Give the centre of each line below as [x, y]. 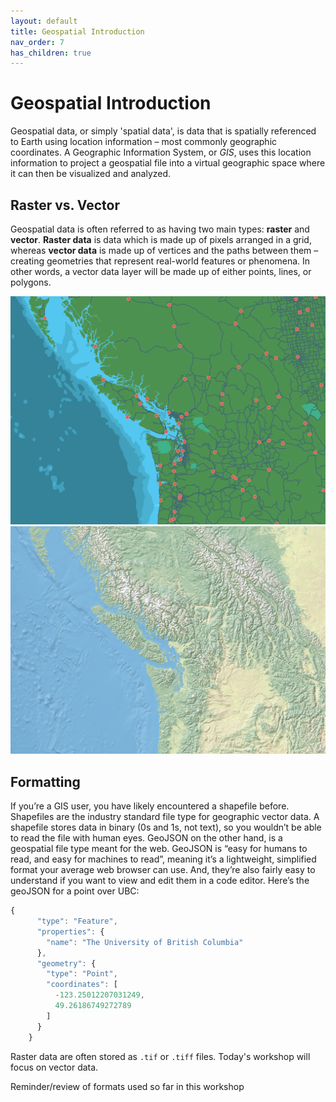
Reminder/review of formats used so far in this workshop [127, 1086]
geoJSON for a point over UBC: [75, 891]
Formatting [45, 781]
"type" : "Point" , [82, 974]
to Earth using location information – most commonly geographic [144, 142]
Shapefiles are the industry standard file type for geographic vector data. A [165, 817]
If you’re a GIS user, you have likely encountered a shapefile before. [150, 806]
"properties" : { [70, 931]
